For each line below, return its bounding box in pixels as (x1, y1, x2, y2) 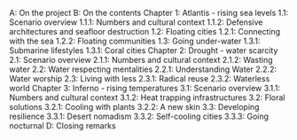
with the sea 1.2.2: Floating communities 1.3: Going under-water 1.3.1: (9, 35, 261, 46)
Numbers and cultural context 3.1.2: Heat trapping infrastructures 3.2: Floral (9, 92, 285, 103)
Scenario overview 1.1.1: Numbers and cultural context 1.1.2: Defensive (9, 17, 263, 27)
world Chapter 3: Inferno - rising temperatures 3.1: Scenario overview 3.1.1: (9, 83, 281, 93)
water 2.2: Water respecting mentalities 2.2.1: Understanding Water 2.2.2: (9, 64, 277, 74)
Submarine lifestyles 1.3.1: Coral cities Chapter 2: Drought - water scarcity (9, 45, 278, 56)
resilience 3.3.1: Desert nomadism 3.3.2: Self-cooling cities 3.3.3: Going (9, 111, 269, 121)
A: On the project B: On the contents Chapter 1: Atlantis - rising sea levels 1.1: (9, 8, 289, 18)
